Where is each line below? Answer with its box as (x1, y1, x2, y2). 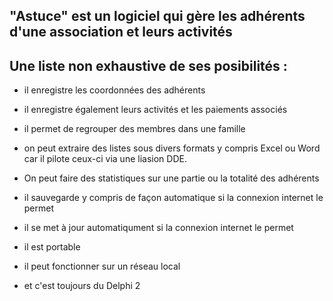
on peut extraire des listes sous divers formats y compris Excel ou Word (23, 142, 321, 154)
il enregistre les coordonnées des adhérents (23, 84, 206, 96)
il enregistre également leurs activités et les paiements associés (23, 104, 288, 116)
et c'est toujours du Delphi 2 (23, 280, 141, 292)
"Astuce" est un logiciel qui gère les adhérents (9, 8, 306, 25)
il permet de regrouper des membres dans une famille (23, 123, 246, 135)
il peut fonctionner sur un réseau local (23, 260, 181, 273)
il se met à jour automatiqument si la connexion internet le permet (23, 222, 294, 234)
